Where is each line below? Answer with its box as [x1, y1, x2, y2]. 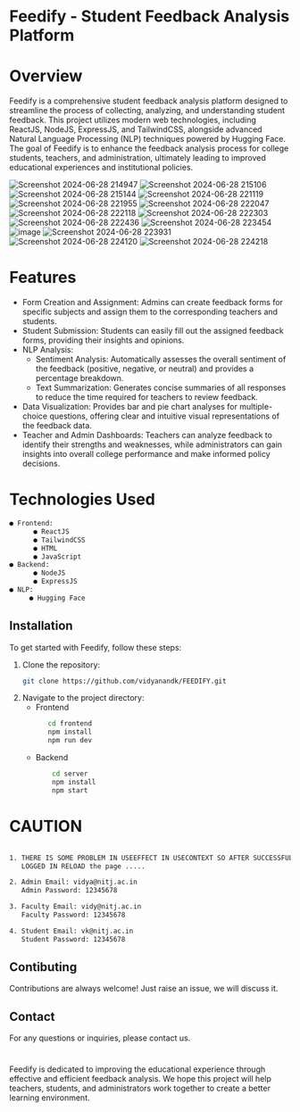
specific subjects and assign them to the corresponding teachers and [21, 306, 279, 318]
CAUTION [9, 816, 83, 836]
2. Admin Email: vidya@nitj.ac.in [9, 877, 138, 887]
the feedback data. [21, 420, 92, 431]
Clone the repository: [21, 659, 101, 670]
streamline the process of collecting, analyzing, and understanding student [9, 105, 286, 116]
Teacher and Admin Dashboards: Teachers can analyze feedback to [21, 430, 272, 441]
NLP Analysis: [21, 344, 74, 355]
